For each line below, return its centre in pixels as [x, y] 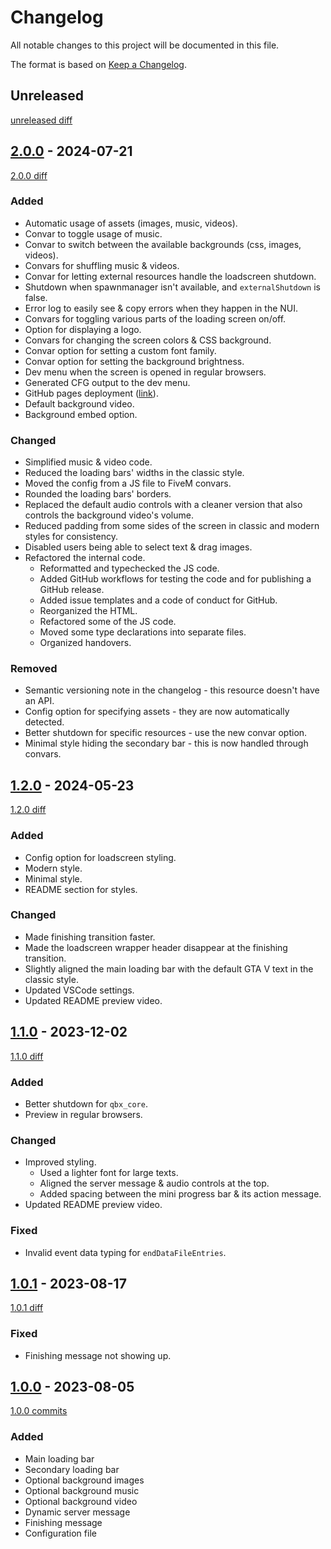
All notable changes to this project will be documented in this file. [145, 45]
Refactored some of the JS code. [108, 622]
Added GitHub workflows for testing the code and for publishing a [175, 579]
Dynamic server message [77, 1512]
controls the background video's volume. [109, 515]
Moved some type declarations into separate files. [143, 632]
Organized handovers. [85, 643]
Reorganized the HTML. [88, 611]
